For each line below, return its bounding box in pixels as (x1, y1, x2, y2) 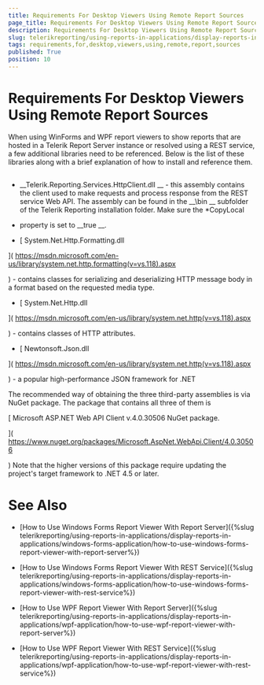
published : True (8, 48, 61, 56)
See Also (8, 497, 68, 514)
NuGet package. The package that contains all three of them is (8, 398, 211, 408)
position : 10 (8, 56, 51, 64)
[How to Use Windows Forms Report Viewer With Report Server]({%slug (19, 523, 255, 532)
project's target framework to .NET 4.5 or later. (8, 469, 159, 479)
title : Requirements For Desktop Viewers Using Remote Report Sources (8, 11, 244, 20)
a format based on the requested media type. (8, 283, 155, 292)
